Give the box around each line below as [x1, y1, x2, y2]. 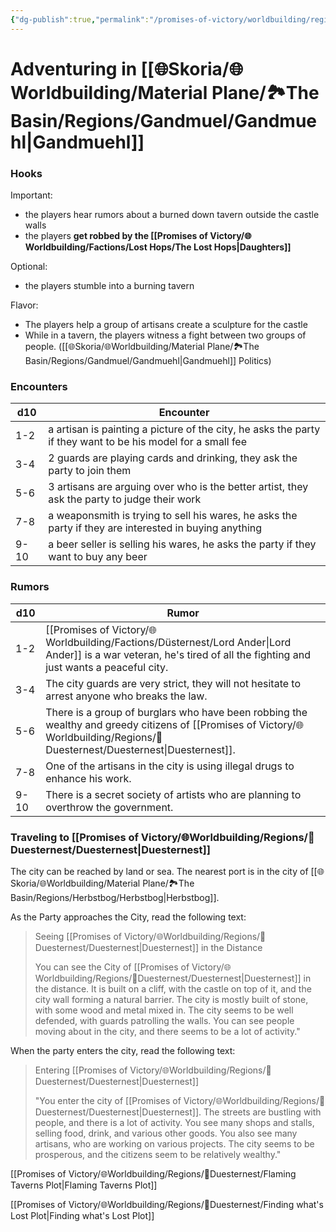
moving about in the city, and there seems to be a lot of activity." [34, 1026, 301, 1037]
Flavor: [10, 299, 39, 311]
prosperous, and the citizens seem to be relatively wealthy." [34, 1149, 282, 1160]
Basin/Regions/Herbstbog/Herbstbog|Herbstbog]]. [10, 892, 220, 903]
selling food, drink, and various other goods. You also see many [34, 1127, 298, 1139]
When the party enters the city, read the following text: [10, 1045, 236, 1056]
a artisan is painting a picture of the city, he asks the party [48, 422, 321, 436]
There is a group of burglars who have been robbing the [45, 705, 308, 719]
